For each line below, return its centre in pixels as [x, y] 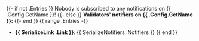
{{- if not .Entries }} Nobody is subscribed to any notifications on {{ [89, 8]
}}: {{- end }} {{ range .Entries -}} [47, 21]
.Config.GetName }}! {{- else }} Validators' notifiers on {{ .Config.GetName [99, 15]
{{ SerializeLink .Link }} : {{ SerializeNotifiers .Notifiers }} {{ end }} [96, 32]
